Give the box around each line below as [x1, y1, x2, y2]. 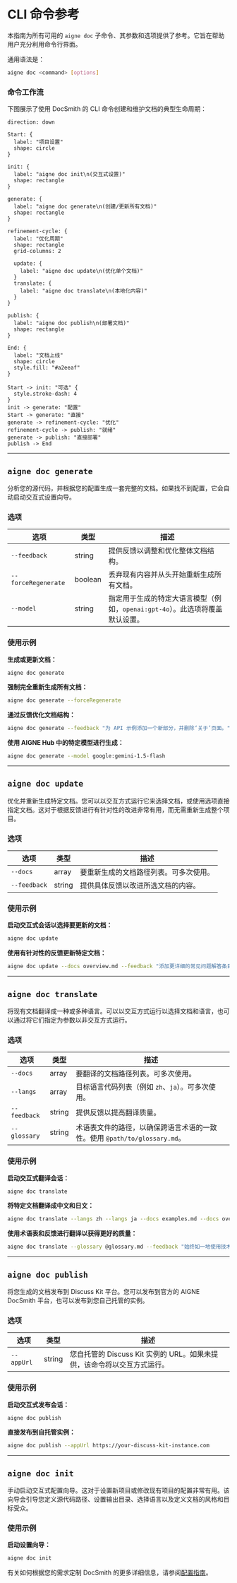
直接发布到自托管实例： [7, 1428, 75, 1437]
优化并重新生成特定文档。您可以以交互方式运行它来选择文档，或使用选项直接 [7, 796, 230, 805]
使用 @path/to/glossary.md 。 [90, 1134, 186, 1143]
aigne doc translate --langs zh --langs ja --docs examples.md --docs [7, 1216, 219, 1223]
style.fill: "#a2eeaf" [13, 365, 80, 372]
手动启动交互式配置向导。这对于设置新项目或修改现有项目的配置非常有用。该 [7, 1486, 230, 1495]
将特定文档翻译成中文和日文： [7, 1201, 94, 1210]
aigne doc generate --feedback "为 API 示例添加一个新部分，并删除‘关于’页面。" [7, 725, 231, 732]
